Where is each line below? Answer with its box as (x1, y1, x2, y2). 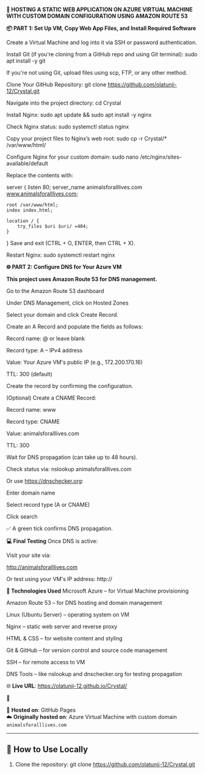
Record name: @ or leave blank (6, 335, 85, 342)
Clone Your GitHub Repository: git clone (6, 81, 107, 88)
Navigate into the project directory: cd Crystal (6, 99, 121, 107)
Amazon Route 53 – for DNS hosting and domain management (6, 599, 163, 606)
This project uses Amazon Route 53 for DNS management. (6, 276, 157, 283)
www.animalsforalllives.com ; (6, 190, 78, 197)
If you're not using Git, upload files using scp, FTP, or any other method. (6, 69, 188, 76)
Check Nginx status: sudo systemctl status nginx (6, 123, 129, 130)
